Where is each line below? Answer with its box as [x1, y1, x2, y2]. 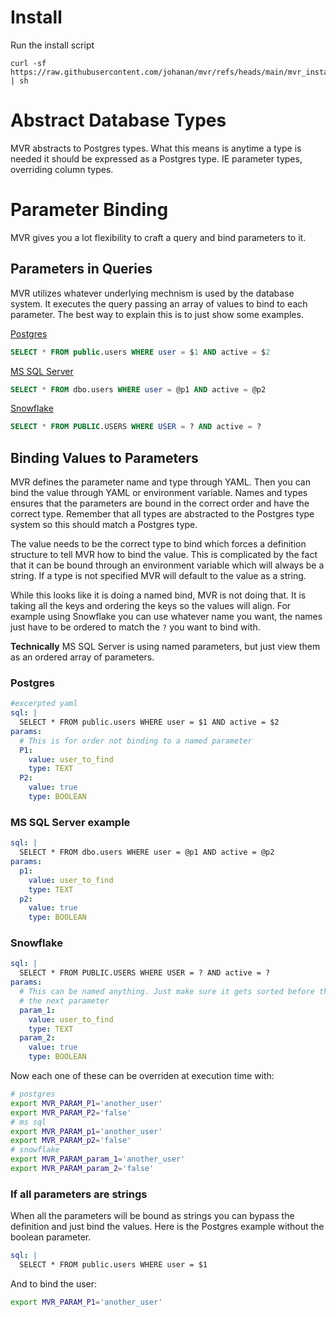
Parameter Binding [10, 199, 169, 221]
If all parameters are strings [10, 1187, 148, 1201]
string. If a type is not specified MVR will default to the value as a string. [10, 570, 307, 582]
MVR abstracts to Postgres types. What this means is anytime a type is [10, 142, 302, 154]
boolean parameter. [10, 1231, 92, 1243]
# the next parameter [19, 996, 110, 1006]
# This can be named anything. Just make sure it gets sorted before [19, 987, 315, 997]
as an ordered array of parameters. [10, 651, 155, 663]
